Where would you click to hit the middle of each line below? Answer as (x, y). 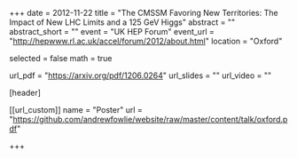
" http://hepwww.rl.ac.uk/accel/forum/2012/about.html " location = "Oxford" (146, 41)
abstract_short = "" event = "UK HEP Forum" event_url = (112, 32)
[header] (25, 93)
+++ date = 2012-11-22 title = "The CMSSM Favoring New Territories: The (144, 13)
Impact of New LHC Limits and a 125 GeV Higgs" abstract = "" (122, 22)
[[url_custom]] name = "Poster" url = (76, 110)
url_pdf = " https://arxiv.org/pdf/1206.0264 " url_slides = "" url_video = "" (141, 75)
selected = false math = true (61, 58)
